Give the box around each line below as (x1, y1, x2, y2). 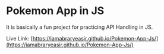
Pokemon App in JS (6, 4, 105, 18)
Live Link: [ (6, 35, 33, 42)
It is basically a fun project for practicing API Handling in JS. (6, 23, 153, 31)
